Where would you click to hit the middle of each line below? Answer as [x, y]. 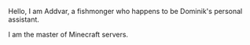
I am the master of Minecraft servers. [68, 35]
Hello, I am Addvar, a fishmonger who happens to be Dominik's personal [125, 11]
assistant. [24, 19]
